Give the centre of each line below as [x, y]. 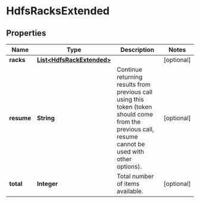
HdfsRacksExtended [58, 11]
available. [130, 191]
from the [129, 122]
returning [130, 77]
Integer [47, 184]
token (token [135, 107]
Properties [26, 33]
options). [129, 167]
